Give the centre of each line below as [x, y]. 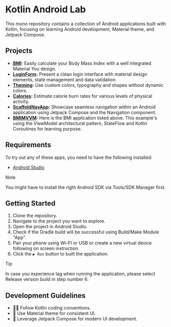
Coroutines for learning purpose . [47, 129]
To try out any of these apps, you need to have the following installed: [79, 157]
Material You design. [34, 68]
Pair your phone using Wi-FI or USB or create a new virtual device [82, 243]
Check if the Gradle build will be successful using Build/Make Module [86, 232]
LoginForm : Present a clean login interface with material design [80, 74]
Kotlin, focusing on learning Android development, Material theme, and [80, 29]
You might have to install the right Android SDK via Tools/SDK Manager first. [85, 187]
